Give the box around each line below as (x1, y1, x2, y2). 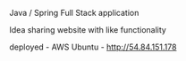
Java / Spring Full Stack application (9, 8, 139, 18)
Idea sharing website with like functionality (9, 25, 167, 34)
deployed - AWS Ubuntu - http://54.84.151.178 (9, 42, 177, 52)
